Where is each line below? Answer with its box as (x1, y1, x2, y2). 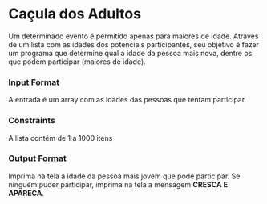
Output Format (8, 153, 67, 164)
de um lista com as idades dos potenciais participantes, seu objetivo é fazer (8, 39, 259, 49)
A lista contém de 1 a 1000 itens (8, 133, 113, 142)
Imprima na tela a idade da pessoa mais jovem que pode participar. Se (8, 171, 241, 181)
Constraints (8, 115, 56, 126)
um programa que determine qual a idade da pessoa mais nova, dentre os (8, 48, 253, 58)
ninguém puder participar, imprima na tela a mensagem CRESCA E (8, 179, 229, 189)
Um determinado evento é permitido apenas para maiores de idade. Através (8, 31, 259, 41)
